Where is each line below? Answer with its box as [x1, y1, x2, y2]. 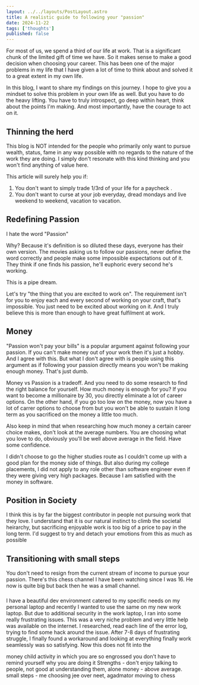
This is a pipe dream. [6, 278, 58, 286]
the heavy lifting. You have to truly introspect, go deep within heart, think [6, 96, 184, 104]
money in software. [6, 478, 53, 485]
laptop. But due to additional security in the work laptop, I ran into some [6, 610, 181, 617]
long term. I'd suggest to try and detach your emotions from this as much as [6, 530, 192, 537]
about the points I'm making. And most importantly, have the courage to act [6, 103, 191, 110]
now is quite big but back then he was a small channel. [6, 582, 140, 590]
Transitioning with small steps [6, 553, 120, 563]
